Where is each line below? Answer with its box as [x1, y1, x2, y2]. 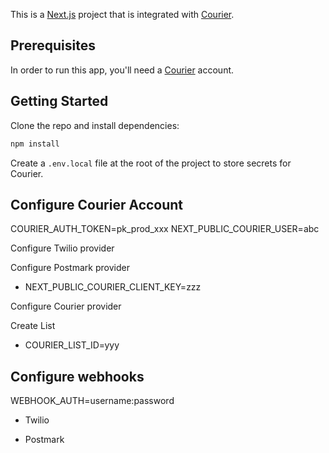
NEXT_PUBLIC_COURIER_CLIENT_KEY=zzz [24, 281, 202, 293]
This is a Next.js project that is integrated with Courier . [10, 9, 235, 20]
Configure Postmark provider [10, 262, 130, 274]
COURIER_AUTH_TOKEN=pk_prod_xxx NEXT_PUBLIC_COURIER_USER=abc [10, 223, 320, 235]
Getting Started [10, 93, 109, 110]
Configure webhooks [10, 368, 145, 385]
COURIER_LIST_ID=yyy [24, 339, 120, 351]
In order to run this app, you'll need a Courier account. [10, 64, 235, 76]
